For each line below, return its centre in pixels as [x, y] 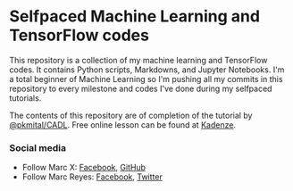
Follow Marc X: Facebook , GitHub [84, 168]
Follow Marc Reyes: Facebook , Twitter [92, 177]
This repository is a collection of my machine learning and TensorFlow [138, 60]
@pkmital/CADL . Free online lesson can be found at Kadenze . [123, 125]
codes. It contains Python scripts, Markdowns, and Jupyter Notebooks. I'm [147, 70]
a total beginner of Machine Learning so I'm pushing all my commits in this [146, 79]
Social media [38, 147]
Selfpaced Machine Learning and [135, 17]
